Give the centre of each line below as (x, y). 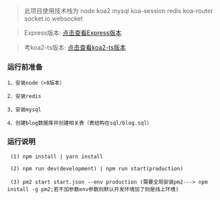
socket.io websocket (53, 19)
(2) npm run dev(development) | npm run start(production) (97, 168)
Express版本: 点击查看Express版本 (73, 33)
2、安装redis (24, 97)
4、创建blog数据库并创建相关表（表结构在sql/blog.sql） (80, 123)
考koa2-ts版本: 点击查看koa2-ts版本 (75, 47)
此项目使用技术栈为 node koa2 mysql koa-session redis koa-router (119, 11)
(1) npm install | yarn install (57, 157)
